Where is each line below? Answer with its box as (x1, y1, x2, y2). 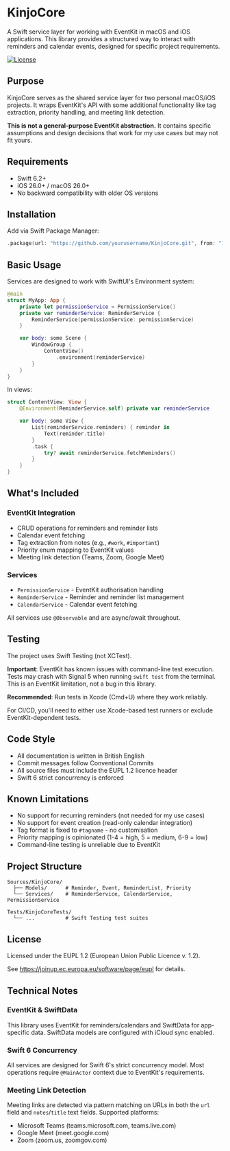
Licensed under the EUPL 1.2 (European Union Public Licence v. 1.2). (7, 952, 201, 960)
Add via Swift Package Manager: (7, 226, 99, 235)
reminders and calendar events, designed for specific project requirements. (7, 42, 220, 50)
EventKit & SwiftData (7, 1005, 78, 1015)
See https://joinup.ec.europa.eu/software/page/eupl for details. (7, 965, 186, 973)
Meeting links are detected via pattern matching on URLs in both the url (7, 1101, 210, 1109)
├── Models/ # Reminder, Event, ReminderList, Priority (13, 885, 192, 892)
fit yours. (7, 136, 33, 144)
